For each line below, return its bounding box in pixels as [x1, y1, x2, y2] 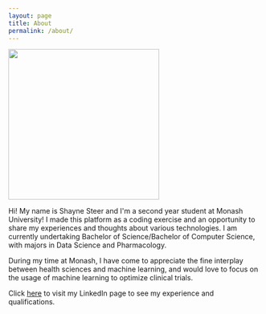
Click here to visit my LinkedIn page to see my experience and [8, 288, 215, 298]
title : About [8, 19, 52, 27]
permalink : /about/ [8, 27, 74, 35]
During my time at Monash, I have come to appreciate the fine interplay [8, 256, 243, 266]
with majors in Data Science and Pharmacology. [8, 240, 167, 250]
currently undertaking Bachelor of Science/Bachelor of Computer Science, [8, 232, 256, 242]
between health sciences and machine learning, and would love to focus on [8, 264, 259, 274]
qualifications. [8, 297, 55, 307]
